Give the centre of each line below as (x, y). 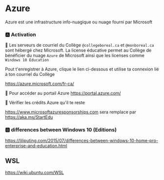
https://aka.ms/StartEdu (29, 117)
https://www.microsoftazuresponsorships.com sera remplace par (71, 112)
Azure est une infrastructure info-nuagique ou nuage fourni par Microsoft (79, 22)
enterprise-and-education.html (36, 145)
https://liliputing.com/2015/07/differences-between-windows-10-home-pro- (82, 140)
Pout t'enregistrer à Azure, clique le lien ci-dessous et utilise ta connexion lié (82, 69)
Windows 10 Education (27, 60)
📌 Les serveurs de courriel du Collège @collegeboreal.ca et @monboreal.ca (80, 45)
